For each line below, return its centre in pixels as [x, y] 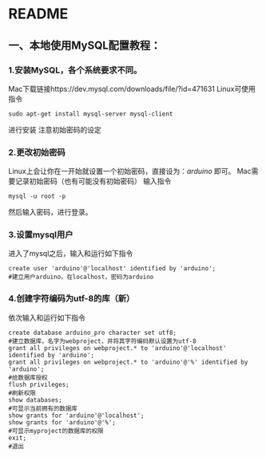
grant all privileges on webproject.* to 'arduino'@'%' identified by [128, 362]
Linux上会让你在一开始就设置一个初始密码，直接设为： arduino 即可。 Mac [130, 171]
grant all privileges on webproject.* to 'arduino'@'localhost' [117, 348]
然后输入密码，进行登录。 [50, 212]
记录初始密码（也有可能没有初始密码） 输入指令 [93, 181]
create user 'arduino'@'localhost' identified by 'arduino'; [112, 269]
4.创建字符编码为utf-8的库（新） [71, 298]
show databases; [35, 400]
